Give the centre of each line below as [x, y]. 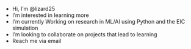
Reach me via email [37, 41]
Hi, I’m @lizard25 [34, 9]
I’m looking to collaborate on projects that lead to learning [85, 34]
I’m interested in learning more [51, 15]
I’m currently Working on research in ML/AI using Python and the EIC [99, 21]
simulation [25, 28]
